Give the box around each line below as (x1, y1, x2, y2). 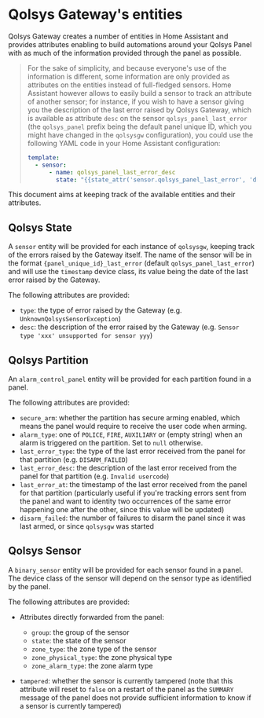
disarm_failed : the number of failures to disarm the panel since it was (19, 513, 246, 523)
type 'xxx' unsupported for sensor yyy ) (19, 331, 153, 340)
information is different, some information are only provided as (27, 71, 230, 81)
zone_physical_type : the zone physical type (31, 652, 173, 661)
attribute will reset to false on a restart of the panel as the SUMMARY (19, 684, 234, 694)
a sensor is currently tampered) (19, 701, 122, 710)
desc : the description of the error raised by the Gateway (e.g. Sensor (19, 322, 240, 332)
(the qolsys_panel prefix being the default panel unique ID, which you (27, 122, 252, 131)
